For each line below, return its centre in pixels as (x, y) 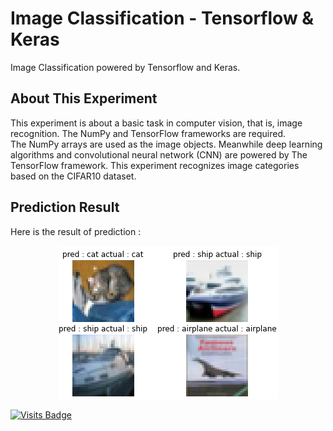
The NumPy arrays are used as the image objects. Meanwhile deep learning (166, 144)
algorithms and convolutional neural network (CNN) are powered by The (159, 154)
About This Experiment (84, 98)
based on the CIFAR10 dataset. (73, 176)
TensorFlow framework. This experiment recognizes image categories (155, 165)
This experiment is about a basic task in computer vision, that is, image (156, 123)
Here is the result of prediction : (76, 231)
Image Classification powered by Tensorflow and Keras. (125, 67)
